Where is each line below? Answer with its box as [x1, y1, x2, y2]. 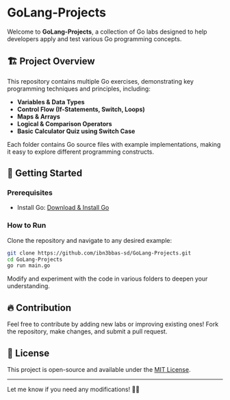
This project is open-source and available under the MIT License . [7, 365, 191, 373]
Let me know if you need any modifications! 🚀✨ [7, 385, 140, 393]
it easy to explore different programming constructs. [7, 148, 155, 156]
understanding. [7, 282, 50, 290]
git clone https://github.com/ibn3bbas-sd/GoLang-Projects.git [7, 249, 192, 257]
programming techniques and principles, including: [7, 84, 151, 93]
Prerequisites [7, 188, 53, 198]
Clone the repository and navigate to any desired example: [7, 236, 172, 244]
